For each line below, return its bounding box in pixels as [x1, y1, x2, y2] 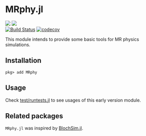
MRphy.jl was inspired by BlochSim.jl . [5, 125, 84, 131]
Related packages [5, 112, 63, 120]
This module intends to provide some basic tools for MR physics [5, 36, 139, 42]
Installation [5, 56, 42, 65]
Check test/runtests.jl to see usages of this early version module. [5, 97, 141, 103]
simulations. [5, 42, 30, 48]
